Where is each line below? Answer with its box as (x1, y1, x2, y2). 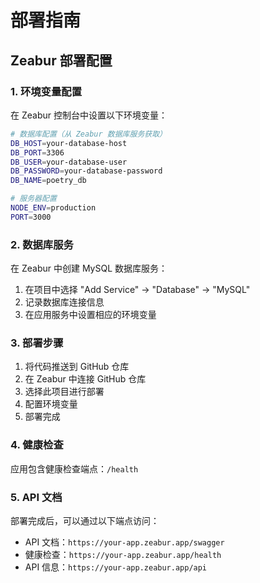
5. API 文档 (10, 490, 63, 504)
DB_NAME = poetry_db (10, 176, 87, 186)
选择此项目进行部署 (24, 386, 105, 398)
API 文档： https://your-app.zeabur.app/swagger (24, 536, 225, 548)
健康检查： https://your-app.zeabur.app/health (24, 548, 222, 560)
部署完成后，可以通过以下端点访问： (10, 514, 160, 526)
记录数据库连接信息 (24, 296, 105, 308)
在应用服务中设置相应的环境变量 (24, 309, 157, 321)
